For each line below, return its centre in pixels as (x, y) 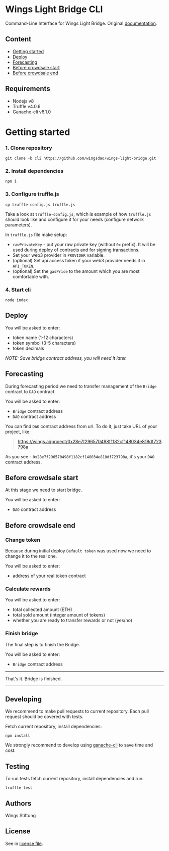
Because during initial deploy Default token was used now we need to (78, 551)
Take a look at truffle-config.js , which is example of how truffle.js (78, 214)
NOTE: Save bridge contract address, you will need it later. (66, 358)
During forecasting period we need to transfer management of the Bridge (81, 386)
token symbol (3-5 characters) (44, 343)
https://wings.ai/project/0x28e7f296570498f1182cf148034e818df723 (90, 441)
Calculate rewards (28, 589)
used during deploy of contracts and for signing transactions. (76, 250)
